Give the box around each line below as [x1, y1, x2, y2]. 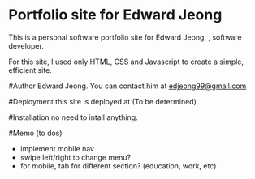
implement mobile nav [19, 143, 95, 153]
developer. [8, 40, 45, 50]
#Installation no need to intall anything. [8, 112, 138, 122]
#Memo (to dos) [8, 128, 63, 138]
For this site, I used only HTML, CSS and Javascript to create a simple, [8, 57, 244, 66]
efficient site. [8, 65, 53, 75]
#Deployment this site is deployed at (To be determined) [8, 96, 197, 106]
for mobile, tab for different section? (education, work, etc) [19, 160, 217, 171]
